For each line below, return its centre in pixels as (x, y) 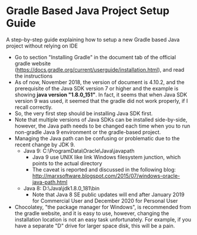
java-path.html (50, 182)
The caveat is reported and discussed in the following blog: (104, 169)
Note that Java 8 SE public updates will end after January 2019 (108, 194)
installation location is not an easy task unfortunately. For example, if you (103, 219)
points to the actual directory (67, 163)
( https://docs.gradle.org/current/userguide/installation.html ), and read (99, 69)
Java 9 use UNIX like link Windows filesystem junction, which (106, 157)
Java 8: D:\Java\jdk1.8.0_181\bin (61, 188)
